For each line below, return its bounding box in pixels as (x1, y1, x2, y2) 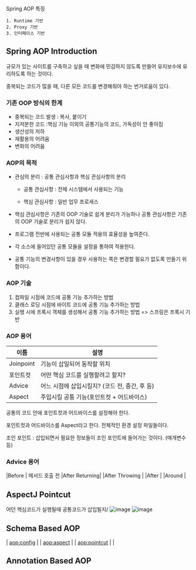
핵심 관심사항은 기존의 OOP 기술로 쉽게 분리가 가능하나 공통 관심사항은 (14, 211, 177, 218)
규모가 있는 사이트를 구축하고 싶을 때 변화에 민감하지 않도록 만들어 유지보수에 (6, 62, 182, 69)
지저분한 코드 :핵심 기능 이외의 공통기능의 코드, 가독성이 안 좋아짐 (14, 121, 163, 128)
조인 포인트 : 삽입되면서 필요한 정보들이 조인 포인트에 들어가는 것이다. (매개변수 (6, 434, 187, 441)
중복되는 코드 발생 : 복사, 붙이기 (14, 114, 87, 121)
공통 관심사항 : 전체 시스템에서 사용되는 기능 (23, 186, 124, 193)
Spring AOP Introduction (6, 46, 97, 56)
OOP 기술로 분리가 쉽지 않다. (21, 218, 87, 225)
